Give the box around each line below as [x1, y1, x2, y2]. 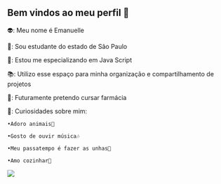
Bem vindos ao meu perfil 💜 [7, 7, 130, 19]
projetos [7, 80, 32, 88]
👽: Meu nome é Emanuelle [7, 26, 84, 34]
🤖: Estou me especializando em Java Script [7, 55, 133, 64]
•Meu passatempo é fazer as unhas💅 [7, 145, 112, 152]
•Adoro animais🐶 [7, 120, 55, 127]
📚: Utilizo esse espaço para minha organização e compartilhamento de [7, 69, 214, 78]
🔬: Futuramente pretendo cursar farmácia [7, 93, 127, 101]
